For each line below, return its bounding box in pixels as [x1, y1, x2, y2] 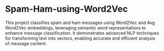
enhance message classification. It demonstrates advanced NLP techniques [5, 30, 159, 36]
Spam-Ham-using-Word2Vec [5, 3, 128, 15]
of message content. [5, 40, 47, 46]
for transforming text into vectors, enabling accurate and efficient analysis [5, 35, 156, 41]
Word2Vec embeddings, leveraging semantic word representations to [5, 25, 146, 30]
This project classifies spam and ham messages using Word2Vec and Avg [5, 20, 155, 25]
